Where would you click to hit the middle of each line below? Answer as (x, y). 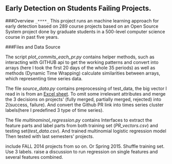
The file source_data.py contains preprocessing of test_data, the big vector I (86, 88)
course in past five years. (32, 37)
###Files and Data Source (33, 47)
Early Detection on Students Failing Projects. (78, 8)
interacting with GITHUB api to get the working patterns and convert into (82, 62)
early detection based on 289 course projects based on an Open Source (82, 26)
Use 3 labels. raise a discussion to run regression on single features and (82, 151)
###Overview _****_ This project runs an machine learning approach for (82, 20)
